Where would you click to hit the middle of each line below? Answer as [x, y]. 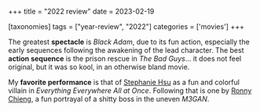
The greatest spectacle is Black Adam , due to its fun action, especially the [129, 42]
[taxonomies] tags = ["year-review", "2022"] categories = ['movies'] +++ [126, 26]
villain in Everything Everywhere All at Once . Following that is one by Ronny [130, 91]
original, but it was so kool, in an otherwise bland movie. [99, 67]
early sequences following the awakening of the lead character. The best [126, 50]
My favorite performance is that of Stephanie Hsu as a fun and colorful [124, 82]
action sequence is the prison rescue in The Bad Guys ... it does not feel [125, 59]
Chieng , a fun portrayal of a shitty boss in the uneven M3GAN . [109, 99]
